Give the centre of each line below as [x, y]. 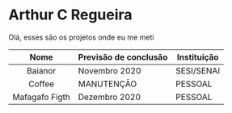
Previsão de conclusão [123, 56]
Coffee [41, 84]
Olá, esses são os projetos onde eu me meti [81, 37]
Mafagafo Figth [42, 97]
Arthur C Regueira [70, 15]
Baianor [42, 70]
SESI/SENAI [198, 70]
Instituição [198, 56]
